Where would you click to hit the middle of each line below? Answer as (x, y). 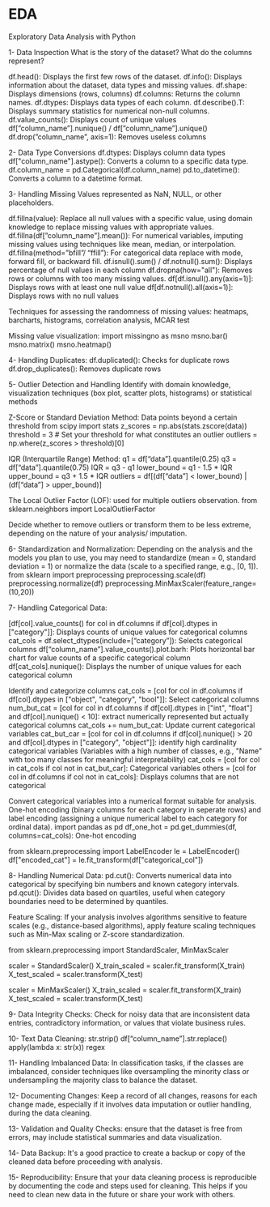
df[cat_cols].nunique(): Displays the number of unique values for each (125, 666)
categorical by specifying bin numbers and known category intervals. (124, 884)
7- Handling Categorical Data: (58, 608)
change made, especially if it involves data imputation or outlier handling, (130, 1104)
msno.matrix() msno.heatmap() (60, 344)
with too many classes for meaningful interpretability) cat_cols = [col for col (134, 759)
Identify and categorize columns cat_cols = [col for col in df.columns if (126, 690)
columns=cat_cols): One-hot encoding (72, 835)
